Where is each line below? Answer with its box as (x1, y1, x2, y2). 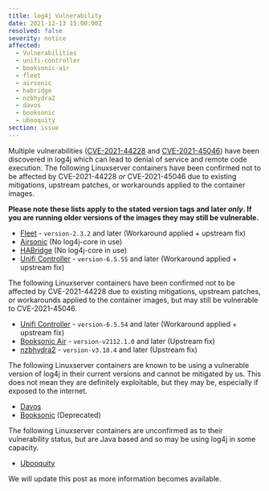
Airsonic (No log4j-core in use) (19, 236, 123, 246)
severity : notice (8, 34, 67, 43)
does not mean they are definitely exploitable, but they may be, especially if (8, 377, 259, 387)
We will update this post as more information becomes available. (8, 473, 222, 483)
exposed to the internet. (8, 386, 88, 395)
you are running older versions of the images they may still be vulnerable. (8, 212, 259, 222)
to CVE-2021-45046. (8, 303, 78, 313)
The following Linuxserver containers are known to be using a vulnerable (8, 360, 250, 370)
